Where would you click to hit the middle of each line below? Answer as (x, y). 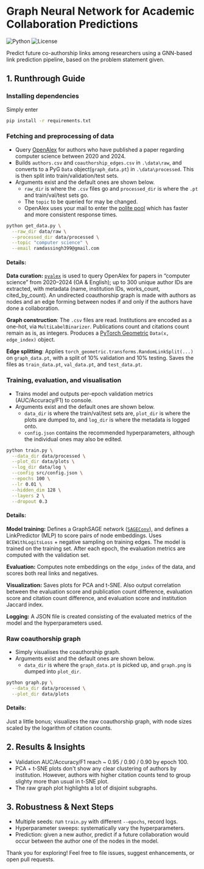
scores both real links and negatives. (52, 573)
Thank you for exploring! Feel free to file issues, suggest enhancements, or (100, 853)
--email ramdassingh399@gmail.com (55, 249)
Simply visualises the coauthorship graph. (68, 651)
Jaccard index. (25, 604)
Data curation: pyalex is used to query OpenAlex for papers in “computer (98, 276)
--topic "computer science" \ (50, 243)
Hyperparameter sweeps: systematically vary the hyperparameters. (100, 828)
